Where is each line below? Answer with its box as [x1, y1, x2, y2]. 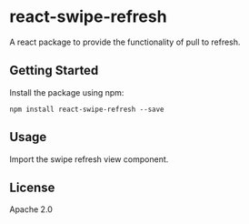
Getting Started [9, 63, 99, 78]
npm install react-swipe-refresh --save [9, 105, 165, 114]
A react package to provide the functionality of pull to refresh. [9, 36, 241, 47]
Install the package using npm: [9, 87, 124, 97]
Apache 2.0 [9, 204, 53, 215]
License [9, 179, 55, 195]
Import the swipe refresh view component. [9, 153, 169, 165]
